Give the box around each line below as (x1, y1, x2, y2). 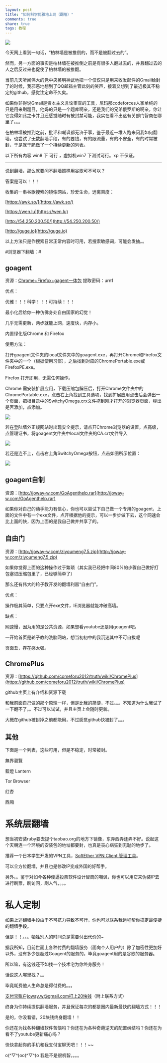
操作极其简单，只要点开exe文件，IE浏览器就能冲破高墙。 (5, 602, 121, 608)
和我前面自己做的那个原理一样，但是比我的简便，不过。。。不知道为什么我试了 (5, 700, 162, 706)
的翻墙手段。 (5, 923, 31, 929)
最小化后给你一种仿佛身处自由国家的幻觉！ (5, 309, 92, 315)
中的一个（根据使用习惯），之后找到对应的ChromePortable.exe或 (13, 358, 146, 364)
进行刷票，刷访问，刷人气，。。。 (5, 880, 69, 886)
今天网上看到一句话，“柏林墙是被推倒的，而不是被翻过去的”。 (5, 49, 131, 55)
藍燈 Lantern (5, 768, 31, 774)
